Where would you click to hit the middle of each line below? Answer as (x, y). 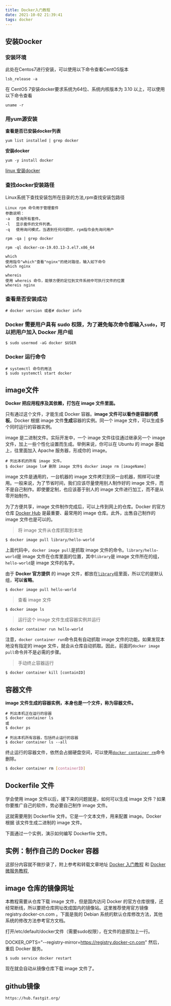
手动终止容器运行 (36, 663)
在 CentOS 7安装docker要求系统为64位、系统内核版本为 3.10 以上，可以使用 (85, 89)
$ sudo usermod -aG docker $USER (41, 343)
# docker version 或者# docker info (43, 310)
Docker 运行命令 (26, 357)
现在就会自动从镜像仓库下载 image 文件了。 (51, 969)
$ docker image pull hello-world (41, 590)
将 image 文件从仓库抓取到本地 (50, 530)
